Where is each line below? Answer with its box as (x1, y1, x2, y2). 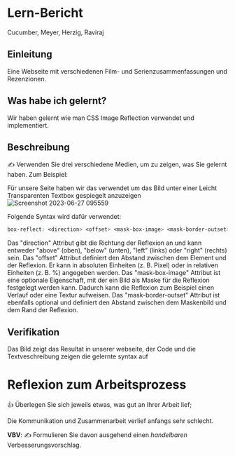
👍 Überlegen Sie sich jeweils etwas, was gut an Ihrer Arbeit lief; (7, 401, 192, 408)
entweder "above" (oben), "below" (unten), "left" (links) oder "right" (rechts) (7, 246, 227, 255)
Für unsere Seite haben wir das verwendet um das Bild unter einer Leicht (7, 184, 218, 192)
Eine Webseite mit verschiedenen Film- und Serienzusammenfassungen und (7, 67, 227, 75)
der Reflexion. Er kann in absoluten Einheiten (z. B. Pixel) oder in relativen (7, 261, 219, 269)
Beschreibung (7, 141, 70, 153)
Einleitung (7, 48, 52, 60)
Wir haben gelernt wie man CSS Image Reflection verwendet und (7, 114, 194, 122)
